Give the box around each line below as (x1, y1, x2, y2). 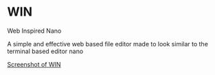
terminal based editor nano (7, 47, 84, 55)
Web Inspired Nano (7, 27, 62, 35)
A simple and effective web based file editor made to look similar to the (7, 40, 208, 48)
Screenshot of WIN (7, 60, 61, 68)
